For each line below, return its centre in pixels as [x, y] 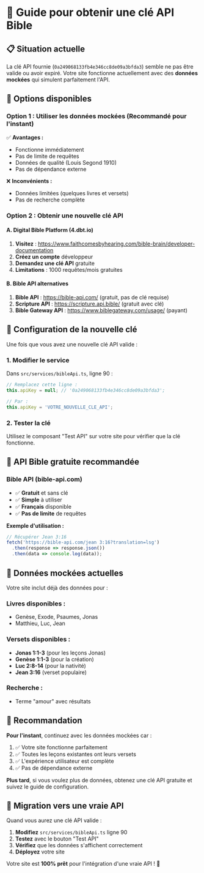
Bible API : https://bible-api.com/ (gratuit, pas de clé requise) [92, 298]
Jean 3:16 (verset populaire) [51, 672]
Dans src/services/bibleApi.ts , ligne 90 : [60, 373]
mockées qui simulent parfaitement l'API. [58, 80]
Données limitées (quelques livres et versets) [72, 193]
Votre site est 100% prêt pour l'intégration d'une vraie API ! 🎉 [83, 864]
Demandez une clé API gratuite [55, 263]
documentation [34, 250]
